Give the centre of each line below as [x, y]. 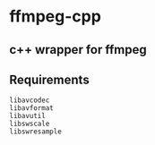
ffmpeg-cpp [55, 17]
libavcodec [30, 100]
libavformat [31, 108]
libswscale [30, 124]
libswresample [36, 132]
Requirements [49, 79]
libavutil [28, 116]
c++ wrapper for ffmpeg [78, 50]
